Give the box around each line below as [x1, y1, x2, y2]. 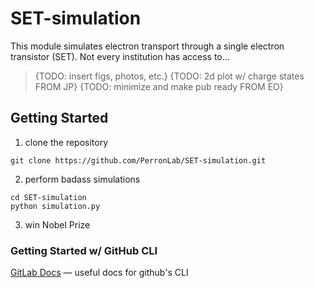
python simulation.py [10, 201, 101, 211]
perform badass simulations [24, 173, 141, 185]
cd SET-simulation [10, 192, 87, 202]
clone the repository [24, 136, 109, 148]
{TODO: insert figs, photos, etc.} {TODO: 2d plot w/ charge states [34, 70, 305, 82]
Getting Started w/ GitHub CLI [10, 243, 158, 257]
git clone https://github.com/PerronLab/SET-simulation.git [10, 155, 267, 166]
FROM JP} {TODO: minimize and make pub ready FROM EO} [34, 80, 284, 92]
